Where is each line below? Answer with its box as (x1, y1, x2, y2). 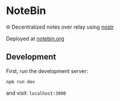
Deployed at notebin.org (6, 35, 64, 42)
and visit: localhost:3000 (6, 89, 66, 96)
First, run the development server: (6, 67, 88, 74)
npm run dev (6, 79, 35, 85)
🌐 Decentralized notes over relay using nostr (6, 23, 114, 30)
